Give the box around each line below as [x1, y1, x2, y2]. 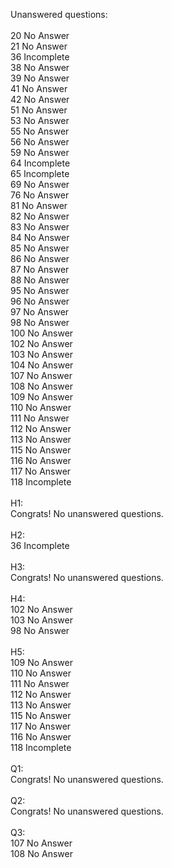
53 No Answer [10, 115, 70, 126]
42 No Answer [10, 94, 70, 105]
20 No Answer [10, 30, 70, 41]
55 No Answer [10, 125, 70, 137]
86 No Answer [10, 253, 70, 264]
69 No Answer [10, 179, 70, 190]
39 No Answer [10, 72, 70, 84]
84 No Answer [10, 232, 70, 243]
